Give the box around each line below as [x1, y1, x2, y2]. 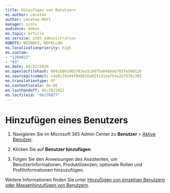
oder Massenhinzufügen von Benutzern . [5, 182, 90, 188]
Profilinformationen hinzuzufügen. [12, 167, 85, 173]
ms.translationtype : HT [5, 78, 56, 83]
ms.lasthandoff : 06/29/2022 [5, 87, 65, 93]
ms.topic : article [5, 31, 44, 36]
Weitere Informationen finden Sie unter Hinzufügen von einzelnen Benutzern [5, 177, 165, 183]
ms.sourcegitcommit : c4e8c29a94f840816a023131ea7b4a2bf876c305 [5, 74, 142, 79]
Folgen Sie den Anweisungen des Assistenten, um [12, 156, 118, 163]
